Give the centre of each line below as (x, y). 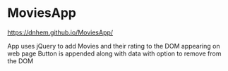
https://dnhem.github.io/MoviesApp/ (60, 32)
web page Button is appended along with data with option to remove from (114, 53)
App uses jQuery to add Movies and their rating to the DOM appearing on (114, 46)
